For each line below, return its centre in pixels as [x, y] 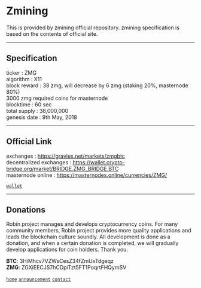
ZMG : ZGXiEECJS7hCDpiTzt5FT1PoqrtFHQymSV [66, 268]
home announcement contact [39, 280]
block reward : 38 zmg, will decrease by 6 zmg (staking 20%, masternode [97, 85]
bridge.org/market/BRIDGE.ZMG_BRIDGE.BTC [63, 168]
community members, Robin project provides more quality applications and [99, 231]
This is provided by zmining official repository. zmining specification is [93, 27]
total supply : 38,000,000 [37, 111]
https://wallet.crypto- [99, 162]
